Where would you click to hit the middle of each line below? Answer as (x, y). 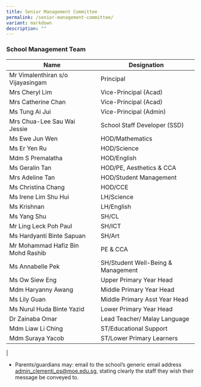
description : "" (26, 28)
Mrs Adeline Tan (32, 177)
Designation (146, 65)
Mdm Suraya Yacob (37, 338)
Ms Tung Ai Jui (30, 111)
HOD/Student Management (139, 177)
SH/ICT (111, 226)
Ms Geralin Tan (31, 167)
